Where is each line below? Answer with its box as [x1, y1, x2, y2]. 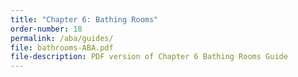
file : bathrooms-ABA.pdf [10, 42, 114, 53]
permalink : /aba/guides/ [10, 33, 114, 43]
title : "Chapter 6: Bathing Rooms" [10, 14, 159, 25]
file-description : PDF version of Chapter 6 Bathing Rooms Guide [10, 52, 288, 62]
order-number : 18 [10, 24, 83, 34]
